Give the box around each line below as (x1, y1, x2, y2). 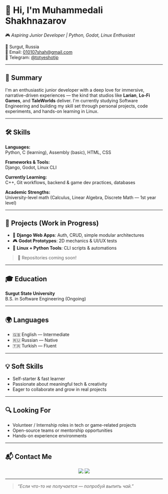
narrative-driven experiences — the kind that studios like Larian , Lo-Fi (5, 92, 150, 98)
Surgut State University (5, 290, 55, 296)
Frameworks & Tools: (5, 159, 50, 165)
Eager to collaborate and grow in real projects (12, 386, 106, 392)
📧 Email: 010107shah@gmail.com (5, 49, 72, 55)
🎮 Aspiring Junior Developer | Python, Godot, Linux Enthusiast (5, 32, 135, 38)
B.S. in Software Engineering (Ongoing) (5, 296, 86, 302)
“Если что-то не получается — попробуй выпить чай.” (17, 483, 134, 489)
